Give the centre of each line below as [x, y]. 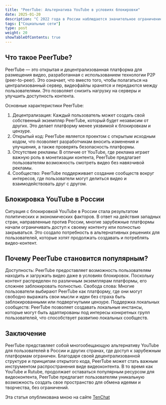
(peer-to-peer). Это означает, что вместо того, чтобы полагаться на [76, 80]
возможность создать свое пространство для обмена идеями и [73, 382]
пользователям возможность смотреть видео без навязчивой [78, 162]
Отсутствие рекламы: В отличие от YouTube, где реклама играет [81, 152]
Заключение [26, 333]
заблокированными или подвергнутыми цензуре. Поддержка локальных [82, 302]
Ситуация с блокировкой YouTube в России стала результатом [72, 211]
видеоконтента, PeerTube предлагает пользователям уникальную [75, 377]
